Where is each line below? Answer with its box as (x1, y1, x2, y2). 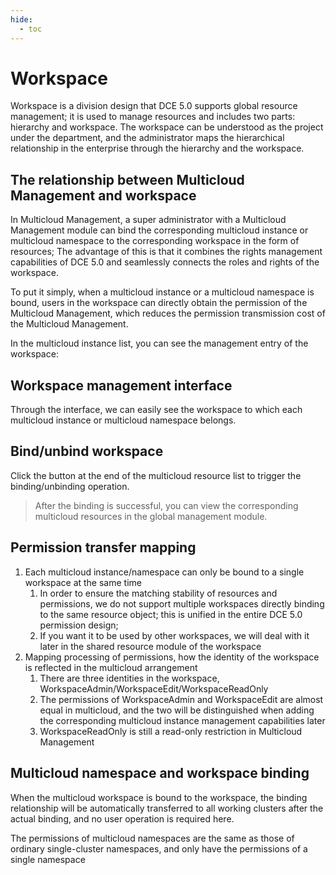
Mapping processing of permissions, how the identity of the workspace (24, 651, 320, 663)
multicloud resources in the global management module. (34, 510, 268, 522)
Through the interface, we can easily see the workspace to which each (10, 404, 303, 416)
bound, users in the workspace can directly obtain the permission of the (10, 297, 308, 309)
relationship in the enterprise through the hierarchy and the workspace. (10, 142, 305, 155)
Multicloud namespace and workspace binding (10, 765, 310, 782)
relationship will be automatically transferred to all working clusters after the (10, 802, 324, 814)
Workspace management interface (10, 377, 233, 394)
